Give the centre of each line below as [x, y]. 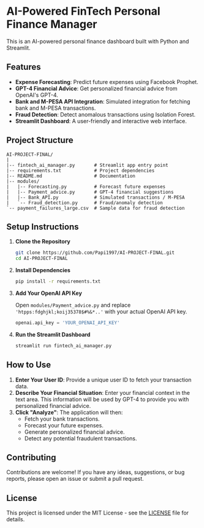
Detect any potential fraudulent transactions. [81, 438]
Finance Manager [52, 24]
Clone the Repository [43, 242]
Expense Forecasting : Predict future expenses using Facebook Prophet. [107, 82]
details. [16, 519]
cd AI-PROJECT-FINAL [41, 259]
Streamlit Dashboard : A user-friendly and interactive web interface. [101, 121]
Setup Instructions [43, 227]
